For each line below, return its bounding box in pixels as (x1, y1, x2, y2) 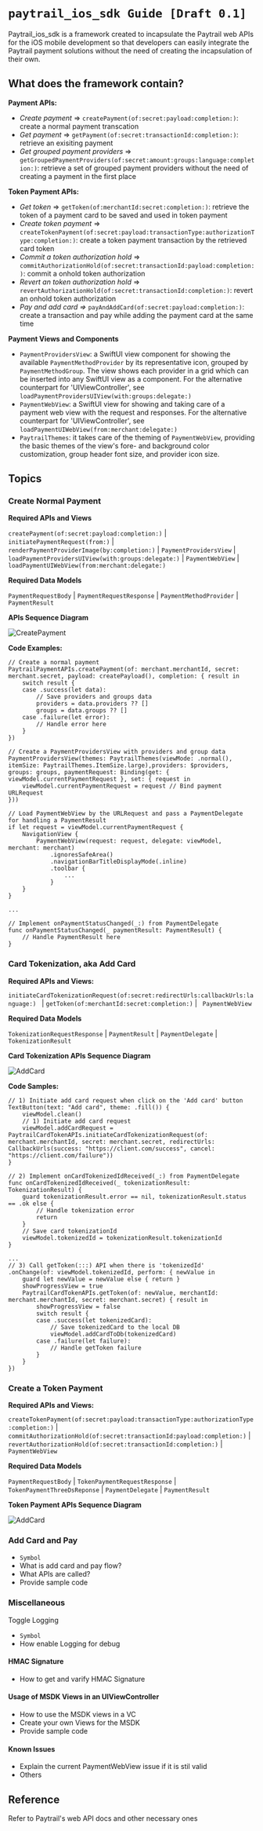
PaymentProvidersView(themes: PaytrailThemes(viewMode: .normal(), (8, 755, 233, 763)
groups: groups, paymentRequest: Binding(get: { (8, 769, 170, 777)
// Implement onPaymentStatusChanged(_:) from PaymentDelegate (8, 919, 219, 928)
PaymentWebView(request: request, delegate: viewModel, (36, 837, 222, 846)
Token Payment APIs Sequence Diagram (8, 1500, 142, 1510)
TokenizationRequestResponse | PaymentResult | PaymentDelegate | (8, 1029, 218, 1038)
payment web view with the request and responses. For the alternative (19, 407, 247, 417)
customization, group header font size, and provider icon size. (19, 449, 220, 459)
